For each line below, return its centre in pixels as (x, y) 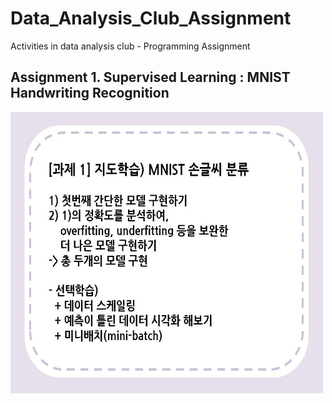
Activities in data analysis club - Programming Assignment (130, 46)
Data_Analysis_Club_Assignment (151, 18)
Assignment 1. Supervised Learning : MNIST (150, 77)
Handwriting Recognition (90, 93)
